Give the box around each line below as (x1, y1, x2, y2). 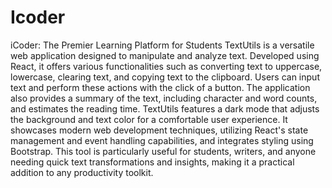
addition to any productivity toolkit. (10, 166, 154, 178)
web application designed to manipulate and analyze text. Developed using (10, 49, 320, 61)
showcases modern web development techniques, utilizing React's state (10, 124, 309, 136)
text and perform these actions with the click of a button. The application (10, 81, 311, 93)
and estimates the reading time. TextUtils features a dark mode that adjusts (10, 102, 320, 115)
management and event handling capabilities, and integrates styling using (10, 134, 314, 146)
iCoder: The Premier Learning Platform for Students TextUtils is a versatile (10, 39, 315, 51)
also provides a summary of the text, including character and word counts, (10, 92, 318, 104)
